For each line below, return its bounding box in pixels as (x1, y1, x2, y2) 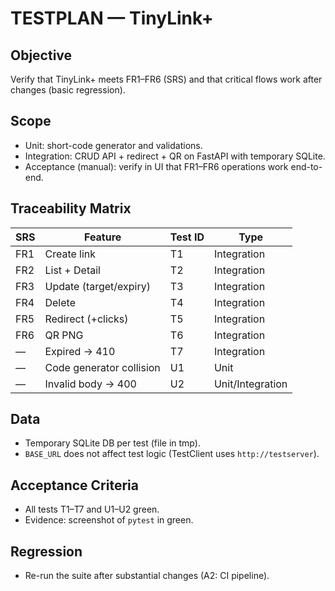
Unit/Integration (213, 377, 288, 391)
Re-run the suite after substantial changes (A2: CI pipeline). (24, 570, 270, 582)
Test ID (169, 230, 205, 244)
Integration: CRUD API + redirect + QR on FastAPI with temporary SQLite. (24, 150, 326, 162)
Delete (44, 295, 76, 309)
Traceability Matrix (10, 200, 132, 217)
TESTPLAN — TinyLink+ (10, 7, 214, 30)
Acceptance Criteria (10, 477, 139, 494)
